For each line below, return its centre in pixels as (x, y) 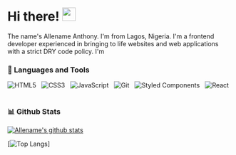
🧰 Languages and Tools (48, 70)
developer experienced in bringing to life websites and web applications (113, 43)
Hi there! (34, 17)
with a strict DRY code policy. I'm (56, 51)
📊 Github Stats (34, 112)
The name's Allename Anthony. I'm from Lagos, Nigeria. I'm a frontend (111, 36)
